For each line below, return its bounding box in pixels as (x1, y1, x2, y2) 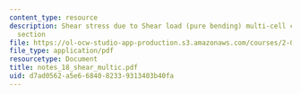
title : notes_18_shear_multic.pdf (9, 64, 139, 73)
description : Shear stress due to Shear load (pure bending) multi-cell (9, 21, 287, 30)
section (17, 30, 47, 38)
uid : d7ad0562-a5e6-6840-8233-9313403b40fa (9, 72, 175, 81)
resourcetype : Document (9, 55, 99, 64)
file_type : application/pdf (9, 47, 115, 56)
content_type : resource (9, 13, 99, 22)
